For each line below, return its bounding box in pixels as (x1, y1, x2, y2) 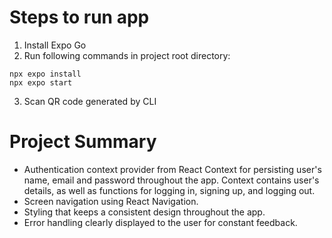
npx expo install (9, 69, 82, 79)
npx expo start (9, 77, 73, 88)
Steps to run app (9, 6, 150, 29)
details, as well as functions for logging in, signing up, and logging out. (23, 184, 316, 196)
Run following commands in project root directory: (23, 49, 231, 61)
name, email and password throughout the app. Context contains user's (23, 174, 320, 186)
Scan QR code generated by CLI (23, 95, 157, 107)
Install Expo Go (23, 39, 87, 51)
